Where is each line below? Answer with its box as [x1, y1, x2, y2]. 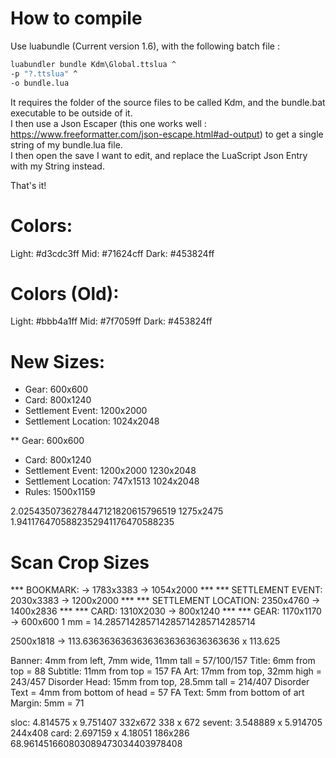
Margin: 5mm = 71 [10, 697, 85, 709]
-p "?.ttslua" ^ [10, 68, 78, 79]
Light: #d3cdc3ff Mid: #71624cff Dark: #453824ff [10, 247, 215, 259]
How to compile [10, 7, 143, 30]
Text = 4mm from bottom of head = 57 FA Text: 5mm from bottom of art [10, 687, 305, 699]
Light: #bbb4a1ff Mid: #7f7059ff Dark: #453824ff [10, 315, 213, 327]
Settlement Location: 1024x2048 [24, 415, 160, 427]
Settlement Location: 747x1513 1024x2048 [24, 475, 200, 487]
